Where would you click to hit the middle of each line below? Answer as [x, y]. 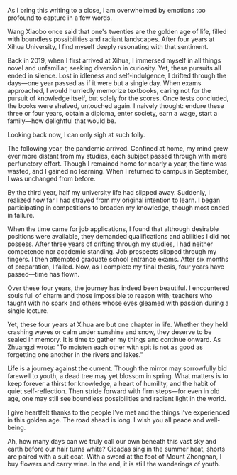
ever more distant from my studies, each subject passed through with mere [117, 156]
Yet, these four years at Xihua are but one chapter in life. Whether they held [118, 324]
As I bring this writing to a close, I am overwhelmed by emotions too [106, 10]
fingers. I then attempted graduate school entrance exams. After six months [118, 259]
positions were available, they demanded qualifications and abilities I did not [119, 236]
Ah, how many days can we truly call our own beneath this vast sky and [112, 441]
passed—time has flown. [44, 274]
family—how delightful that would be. [62, 121]
